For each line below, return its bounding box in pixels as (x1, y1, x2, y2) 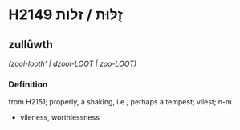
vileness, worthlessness (19, 112, 100, 122)
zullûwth (8, 38, 54, 51)
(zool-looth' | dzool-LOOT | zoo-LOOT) (8, 59, 137, 68)
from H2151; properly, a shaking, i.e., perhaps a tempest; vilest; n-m (8, 97, 233, 107)
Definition (8, 79, 48, 90)
